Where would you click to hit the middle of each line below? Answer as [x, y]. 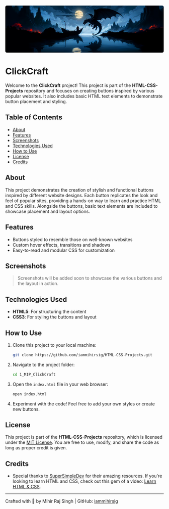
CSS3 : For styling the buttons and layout [54, 317]
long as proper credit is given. [36, 448]
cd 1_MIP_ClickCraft [34, 375]
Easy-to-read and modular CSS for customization [63, 250]
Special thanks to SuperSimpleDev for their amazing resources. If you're [87, 476]
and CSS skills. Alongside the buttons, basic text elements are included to [81, 206]
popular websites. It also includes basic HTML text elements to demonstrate [84, 96]
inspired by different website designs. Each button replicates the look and [81, 195]
